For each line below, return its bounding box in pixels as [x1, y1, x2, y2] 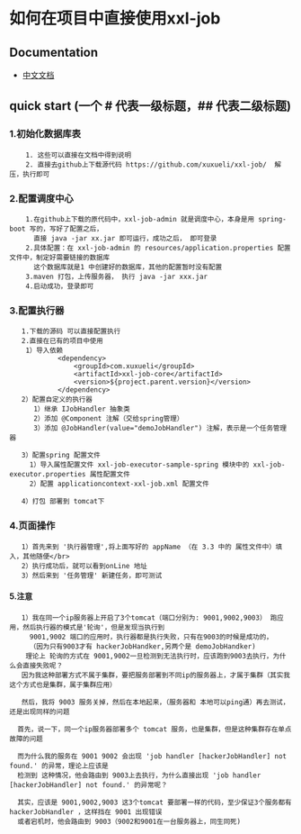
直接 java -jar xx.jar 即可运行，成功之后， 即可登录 [32, 233, 217, 243]
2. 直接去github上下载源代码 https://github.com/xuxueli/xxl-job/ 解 [25, 159, 282, 169]
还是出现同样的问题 [9, 707, 70, 716]
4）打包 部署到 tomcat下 [21, 497, 105, 506]
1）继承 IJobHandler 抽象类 [32, 404, 130, 414]
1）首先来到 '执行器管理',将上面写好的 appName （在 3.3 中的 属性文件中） [21, 542, 276, 551]
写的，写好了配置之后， [29, 224, 103, 233]
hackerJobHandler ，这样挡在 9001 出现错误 [9, 807, 163, 816]
